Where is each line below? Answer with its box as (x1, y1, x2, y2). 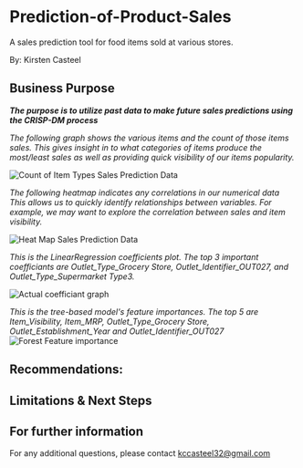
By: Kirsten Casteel (9, 54, 82, 65)
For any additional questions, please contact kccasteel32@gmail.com (9, 448, 271, 459)
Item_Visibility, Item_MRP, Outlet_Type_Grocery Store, (9, 316, 210, 327)
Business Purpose (9, 80, 116, 97)
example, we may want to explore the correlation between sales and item (9, 206, 286, 217)
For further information (9, 423, 144, 439)
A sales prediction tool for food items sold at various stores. (9, 36, 234, 47)
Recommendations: (9, 362, 123, 378)
